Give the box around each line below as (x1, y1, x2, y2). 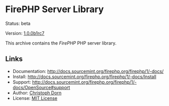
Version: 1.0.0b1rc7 (5, 30, 45, 36)
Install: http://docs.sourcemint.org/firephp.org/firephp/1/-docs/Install (12, 74, 156, 80)
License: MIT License (12, 95, 57, 101)
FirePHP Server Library (5, 4, 104, 15)
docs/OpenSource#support (12, 84, 70, 90)
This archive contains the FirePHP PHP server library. (5, 40, 117, 46)
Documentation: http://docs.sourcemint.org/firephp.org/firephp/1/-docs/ (12, 68, 164, 74)
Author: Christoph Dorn (12, 90, 62, 96)
